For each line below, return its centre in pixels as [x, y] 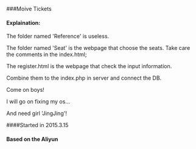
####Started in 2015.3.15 [37, 125]
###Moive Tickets [29, 9]
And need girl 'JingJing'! [37, 113]
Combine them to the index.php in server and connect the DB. [84, 78]
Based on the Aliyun [32, 139]
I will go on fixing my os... [38, 102]
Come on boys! [25, 90]
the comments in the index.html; [47, 55]
